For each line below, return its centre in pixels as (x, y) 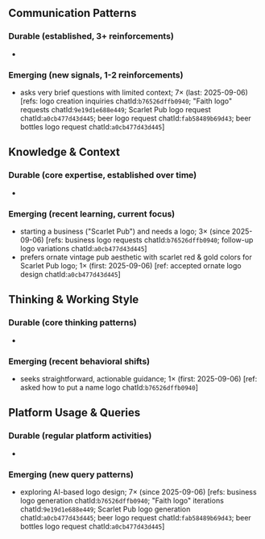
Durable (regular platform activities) (80, 436)
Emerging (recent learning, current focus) (92, 213)
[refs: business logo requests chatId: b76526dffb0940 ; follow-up (149, 240)
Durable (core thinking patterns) (72, 322)
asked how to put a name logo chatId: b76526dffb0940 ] (109, 387)
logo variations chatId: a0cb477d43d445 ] (83, 248)
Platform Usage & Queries (75, 413)
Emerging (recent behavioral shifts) (79, 361)
